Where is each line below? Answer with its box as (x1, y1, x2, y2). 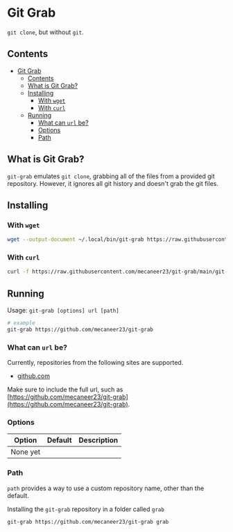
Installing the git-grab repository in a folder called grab (7, 505, 165, 513)
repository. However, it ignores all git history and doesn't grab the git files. (7, 179, 218, 187)
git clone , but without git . (7, 28, 85, 36)
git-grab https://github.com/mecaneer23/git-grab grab (7, 518, 169, 525)
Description (78, 435, 119, 445)
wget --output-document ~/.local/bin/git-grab (7, 236, 144, 243)
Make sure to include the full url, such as (7, 385, 123, 394)
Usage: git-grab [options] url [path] (7, 306, 119, 315)
